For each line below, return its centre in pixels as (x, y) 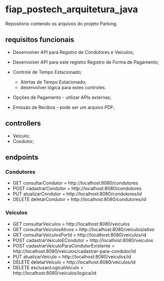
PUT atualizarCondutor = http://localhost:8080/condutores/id (77, 194)
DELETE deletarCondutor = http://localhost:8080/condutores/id (79, 199)
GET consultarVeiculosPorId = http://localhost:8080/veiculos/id (79, 235)
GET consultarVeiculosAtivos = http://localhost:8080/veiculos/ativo (84, 229)
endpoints (22, 157)
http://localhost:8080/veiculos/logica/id (54, 273)
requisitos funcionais (40, 40)
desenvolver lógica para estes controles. (63, 87)
